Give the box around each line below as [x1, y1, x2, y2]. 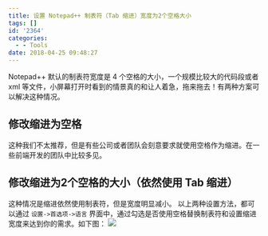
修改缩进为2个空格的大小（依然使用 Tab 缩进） [8, 176, 238, 190]
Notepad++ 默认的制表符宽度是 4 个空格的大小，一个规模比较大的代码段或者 [8, 72, 259, 81]
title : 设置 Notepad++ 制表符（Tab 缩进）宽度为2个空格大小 [8, 11, 191, 20]
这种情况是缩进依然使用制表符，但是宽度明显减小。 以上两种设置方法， [8, 198, 241, 208]
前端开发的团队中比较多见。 [14, 150, 106, 160]
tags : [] [8, 19, 37, 27]
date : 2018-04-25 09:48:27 [8, 49, 98, 57]
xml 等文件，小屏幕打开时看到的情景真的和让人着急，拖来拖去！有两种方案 [8, 82, 253, 91]
